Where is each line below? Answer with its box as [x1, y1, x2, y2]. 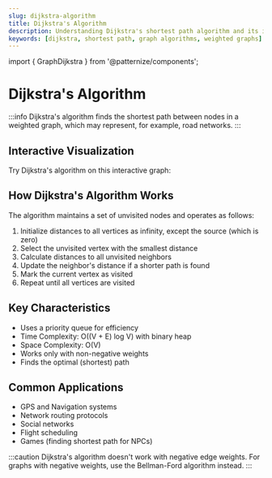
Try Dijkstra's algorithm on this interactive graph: [8, 165, 172, 175]
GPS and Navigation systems [19, 402, 117, 412]
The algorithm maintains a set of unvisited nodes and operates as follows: [8, 210, 255, 220]
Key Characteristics [8, 301, 111, 315]
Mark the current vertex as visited [19, 269, 134, 279]
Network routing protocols [19, 411, 108, 420]
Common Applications [8, 381, 124, 395]
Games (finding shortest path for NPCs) [19, 437, 153, 446]
